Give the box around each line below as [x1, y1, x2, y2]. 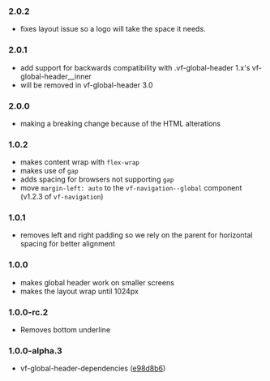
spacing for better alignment [19, 239, 116, 249]
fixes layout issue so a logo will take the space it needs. [19, 24, 206, 34]
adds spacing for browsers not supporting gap [19, 174, 174, 184]
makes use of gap [19, 166, 79, 176]
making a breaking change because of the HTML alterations [19, 118, 221, 128]
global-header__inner [19, 71, 92, 81]
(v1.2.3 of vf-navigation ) [19, 192, 104, 202]
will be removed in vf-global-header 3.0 [19, 79, 153, 90]
